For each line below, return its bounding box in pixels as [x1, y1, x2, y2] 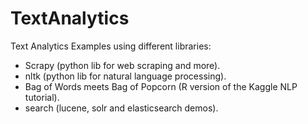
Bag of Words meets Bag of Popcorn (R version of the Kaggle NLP [24, 80, 298, 92]
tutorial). [24, 91, 60, 103]
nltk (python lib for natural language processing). [24, 70, 227, 82]
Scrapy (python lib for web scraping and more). [24, 59, 221, 71]
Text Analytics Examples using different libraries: [10, 40, 212, 52]
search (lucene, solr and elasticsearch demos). [24, 102, 219, 114]
